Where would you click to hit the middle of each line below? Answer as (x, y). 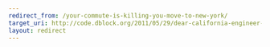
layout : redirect (37, 30)
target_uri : (28, 23)
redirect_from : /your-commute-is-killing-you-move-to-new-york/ (118, 16)
